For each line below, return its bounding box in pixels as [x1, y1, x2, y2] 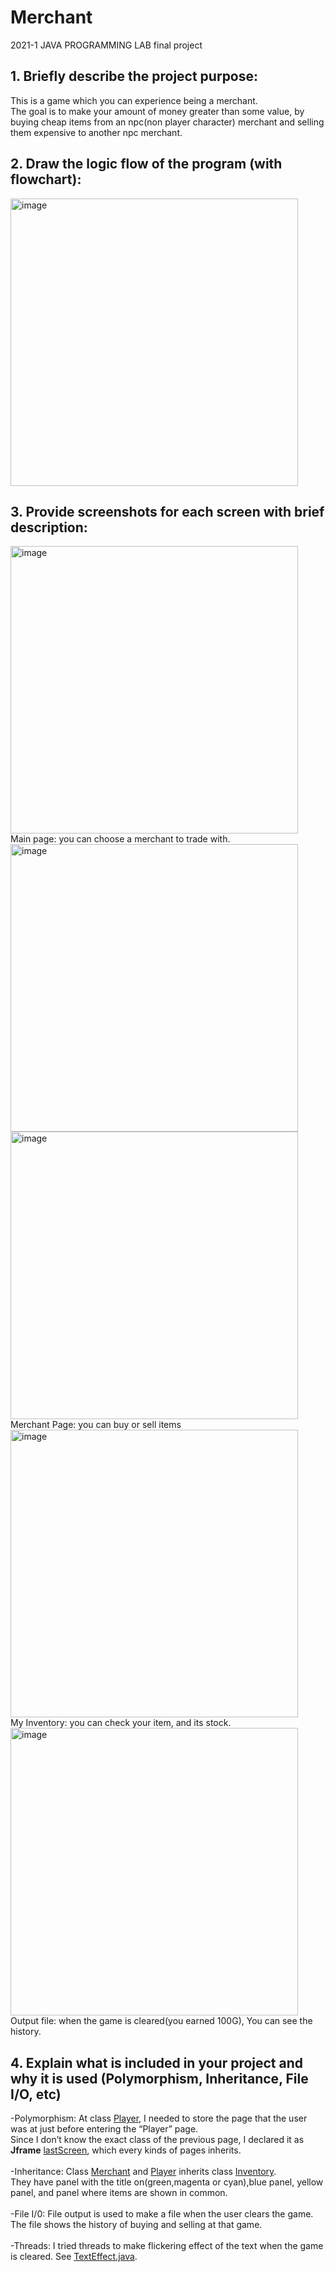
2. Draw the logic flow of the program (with [10, 156, 283, 173]
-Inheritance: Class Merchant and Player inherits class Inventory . [10, 2166, 277, 2178]
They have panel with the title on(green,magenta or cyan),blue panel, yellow [10, 2176, 324, 2188]
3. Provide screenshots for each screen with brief [10, 503, 325, 520]
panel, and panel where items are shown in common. [10, 2187, 228, 2199]
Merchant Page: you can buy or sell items [10, 1419, 182, 1431]
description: [10, 519, 88, 536]
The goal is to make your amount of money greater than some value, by [10, 105, 305, 117]
